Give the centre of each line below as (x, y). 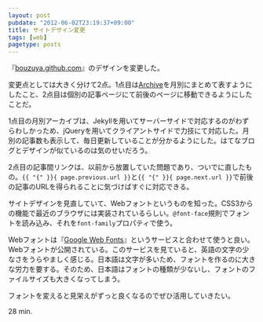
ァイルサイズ (29, 279)
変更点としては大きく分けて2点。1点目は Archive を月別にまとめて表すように (130, 85)
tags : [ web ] (27, 37)
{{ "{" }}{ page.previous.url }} (77, 177)
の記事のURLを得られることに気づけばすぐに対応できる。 (101, 187)
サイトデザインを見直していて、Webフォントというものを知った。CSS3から (131, 203)
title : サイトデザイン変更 (47, 30)
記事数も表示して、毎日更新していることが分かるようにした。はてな (131, 141)
